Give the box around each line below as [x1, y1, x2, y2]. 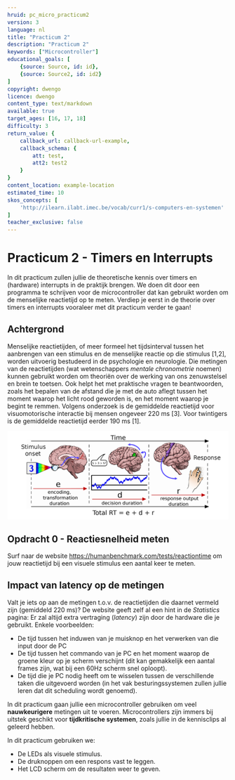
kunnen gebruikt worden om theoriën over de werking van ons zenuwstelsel [7, 372, 227, 380]
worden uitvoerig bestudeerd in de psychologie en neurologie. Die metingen [7, 357, 228, 365]
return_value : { [7, 130, 55, 137]
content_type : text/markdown [7, 100, 93, 108]
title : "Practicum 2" [7, 34, 71, 41]
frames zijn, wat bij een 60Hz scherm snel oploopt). [17, 664, 167, 672]
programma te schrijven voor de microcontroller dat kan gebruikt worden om [7, 288, 229, 297]
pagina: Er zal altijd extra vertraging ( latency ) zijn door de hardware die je [7, 613, 220, 621]
